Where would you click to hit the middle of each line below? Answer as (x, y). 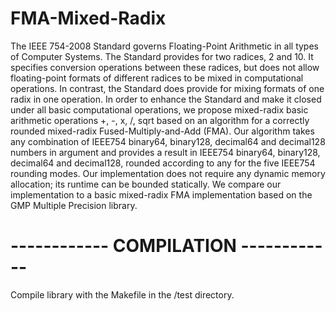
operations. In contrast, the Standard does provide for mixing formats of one (167, 88)
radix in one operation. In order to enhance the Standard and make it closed (166, 99)
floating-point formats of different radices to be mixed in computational (157, 78)
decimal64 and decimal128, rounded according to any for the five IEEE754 (163, 163)
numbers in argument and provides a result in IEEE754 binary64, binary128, (165, 152)
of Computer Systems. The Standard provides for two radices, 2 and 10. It (162, 56)
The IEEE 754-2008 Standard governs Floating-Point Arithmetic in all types (164, 46)
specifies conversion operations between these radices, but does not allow (165, 67)
